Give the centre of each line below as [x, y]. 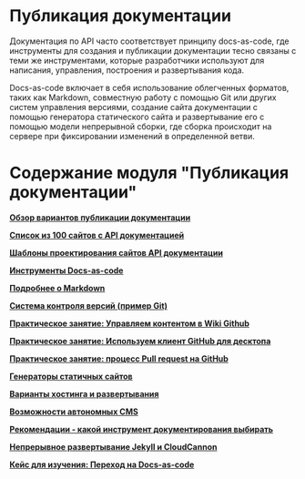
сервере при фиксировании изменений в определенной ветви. [132, 136]
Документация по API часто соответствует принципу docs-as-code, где [149, 41]
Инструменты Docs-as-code [66, 270]
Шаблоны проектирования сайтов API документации [116, 252]
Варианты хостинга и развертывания [84, 393]
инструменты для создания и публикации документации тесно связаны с [153, 50]
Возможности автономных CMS [74, 412]
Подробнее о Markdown [57, 288]
